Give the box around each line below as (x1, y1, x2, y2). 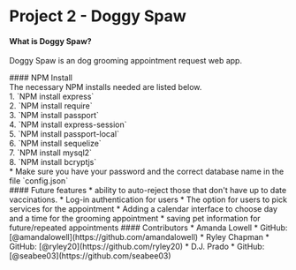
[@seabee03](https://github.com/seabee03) (9, 251, 171, 261)
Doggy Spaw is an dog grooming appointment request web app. (9, 56, 243, 66)
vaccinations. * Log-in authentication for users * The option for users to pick (9, 194, 287, 205)
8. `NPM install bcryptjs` (9, 157, 97, 168)
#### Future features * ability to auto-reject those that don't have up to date (9, 185, 287, 196)
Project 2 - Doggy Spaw (9, 6, 187, 26)
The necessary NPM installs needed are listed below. (9, 82, 202, 93)
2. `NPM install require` (9, 101, 93, 111)
